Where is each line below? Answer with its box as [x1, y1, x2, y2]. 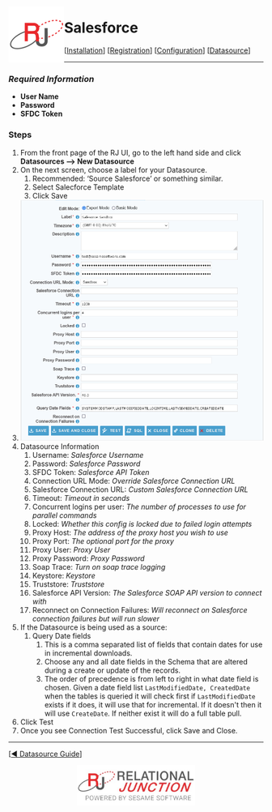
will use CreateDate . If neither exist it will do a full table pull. [44, 708, 242, 718]
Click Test [19, 716, 54, 727]
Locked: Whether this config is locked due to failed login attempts [32, 519, 253, 528]
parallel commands [32, 510, 97, 520]
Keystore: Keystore [32, 571, 96, 580]
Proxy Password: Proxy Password [32, 553, 145, 563]
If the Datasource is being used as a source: [19, 622, 168, 632]
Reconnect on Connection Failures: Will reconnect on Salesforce [32, 605, 249, 614]
